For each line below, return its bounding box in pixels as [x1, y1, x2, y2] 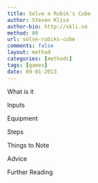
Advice [7, 154, 28, 163]
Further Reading [7, 168, 53, 176]
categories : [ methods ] [7, 55, 72, 62]
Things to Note [7, 141, 50, 149]
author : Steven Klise [7, 17, 70, 24]
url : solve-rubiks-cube [7, 36, 76, 43]
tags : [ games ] [7, 62, 48, 69]
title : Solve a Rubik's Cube [7, 10, 91, 17]
